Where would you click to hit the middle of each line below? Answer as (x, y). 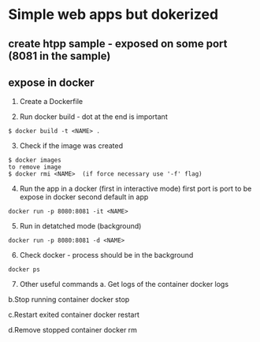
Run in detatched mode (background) (80, 226)
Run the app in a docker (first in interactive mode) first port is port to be (136, 189)
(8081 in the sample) (59, 56)
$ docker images (35, 160)
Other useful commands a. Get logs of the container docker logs (124, 284)
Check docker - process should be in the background (106, 255)
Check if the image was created (71, 146)
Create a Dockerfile (51, 102)
